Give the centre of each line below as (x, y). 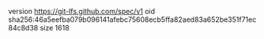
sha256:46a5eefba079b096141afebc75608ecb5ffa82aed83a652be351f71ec (132, 19)
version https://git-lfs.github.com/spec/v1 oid (82, 11)
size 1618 (55, 28)
